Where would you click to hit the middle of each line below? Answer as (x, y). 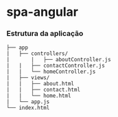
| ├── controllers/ (37, 54)
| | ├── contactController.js (56, 66)
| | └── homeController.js (51, 72)
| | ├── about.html (40, 84)
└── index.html (28, 108)
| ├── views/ (28, 78)
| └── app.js (28, 102)
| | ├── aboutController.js (59, 60)
